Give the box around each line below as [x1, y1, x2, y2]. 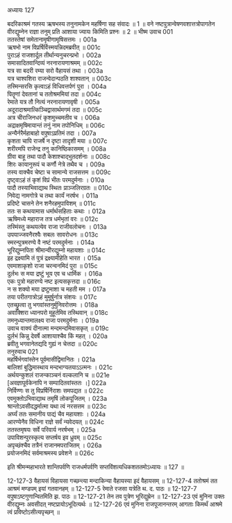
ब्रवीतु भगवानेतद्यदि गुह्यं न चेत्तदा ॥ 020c [7, 340, 98, 348]
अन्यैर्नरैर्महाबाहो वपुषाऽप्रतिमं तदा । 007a [7, 129, 97, 137]
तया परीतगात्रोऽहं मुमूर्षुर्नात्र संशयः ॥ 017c [7, 293, 97, 301]
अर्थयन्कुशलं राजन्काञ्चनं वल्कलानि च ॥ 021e [7, 371, 110, 379]
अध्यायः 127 [7, 6, 35, 14]
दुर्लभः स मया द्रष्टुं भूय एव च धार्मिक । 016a [7, 270, 103, 277]
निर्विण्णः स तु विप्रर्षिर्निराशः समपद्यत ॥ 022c [7, 386, 104, 395]
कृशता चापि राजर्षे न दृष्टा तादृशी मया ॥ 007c [7, 137, 108, 145]
